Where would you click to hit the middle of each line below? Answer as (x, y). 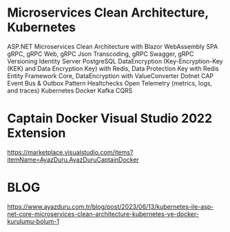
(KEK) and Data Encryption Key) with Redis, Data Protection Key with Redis (113, 68)
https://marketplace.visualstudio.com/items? (70, 152)
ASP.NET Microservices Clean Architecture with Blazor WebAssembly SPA (113, 46)
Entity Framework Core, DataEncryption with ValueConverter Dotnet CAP (111, 76)
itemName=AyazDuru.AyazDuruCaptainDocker (73, 159)
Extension (36, 133)
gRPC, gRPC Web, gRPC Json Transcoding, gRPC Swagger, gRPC (101, 54)
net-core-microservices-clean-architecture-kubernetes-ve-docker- (103, 214)
